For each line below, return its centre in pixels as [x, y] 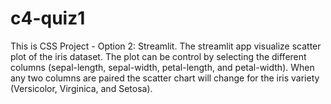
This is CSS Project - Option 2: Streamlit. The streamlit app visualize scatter [166, 46]
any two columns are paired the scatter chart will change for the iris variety [165, 78]
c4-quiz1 [48, 18]
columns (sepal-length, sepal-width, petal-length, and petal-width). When [162, 67]
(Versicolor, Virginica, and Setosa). [81, 88]
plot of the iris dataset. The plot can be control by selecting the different [158, 56]
